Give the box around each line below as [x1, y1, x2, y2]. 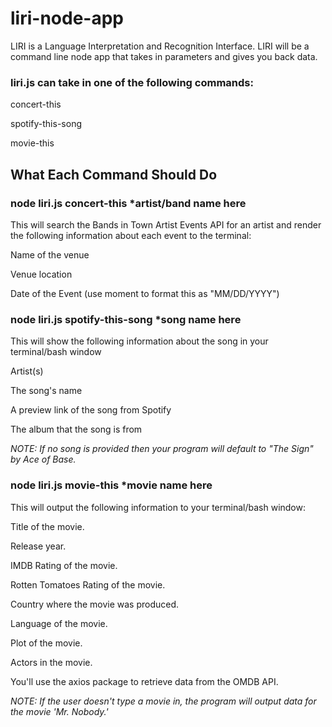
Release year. [10, 540, 67, 552]
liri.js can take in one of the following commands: [10, 75, 254, 89]
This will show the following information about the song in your [10, 335, 269, 347]
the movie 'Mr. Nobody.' [10, 705, 109, 717]
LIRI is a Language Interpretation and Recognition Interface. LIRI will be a [10, 40, 310, 52]
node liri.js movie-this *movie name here [10, 478, 213, 492]
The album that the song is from [10, 423, 143, 436]
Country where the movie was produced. [10, 598, 180, 610]
